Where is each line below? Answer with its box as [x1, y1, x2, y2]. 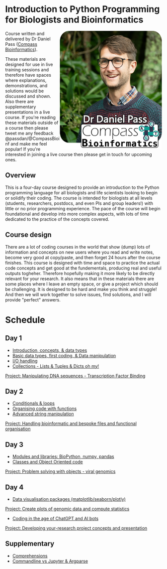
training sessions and [5, 66, 49, 73]
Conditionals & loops [12, 400, 55, 407]
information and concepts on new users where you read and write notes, [5, 249, 154, 255]
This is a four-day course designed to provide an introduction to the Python [5, 184, 160, 190]
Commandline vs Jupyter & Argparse [12, 558, 88, 564]
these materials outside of [5, 120, 59, 126]
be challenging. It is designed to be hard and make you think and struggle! [5, 286, 157, 292]
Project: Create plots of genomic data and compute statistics [5, 506, 130, 512]
